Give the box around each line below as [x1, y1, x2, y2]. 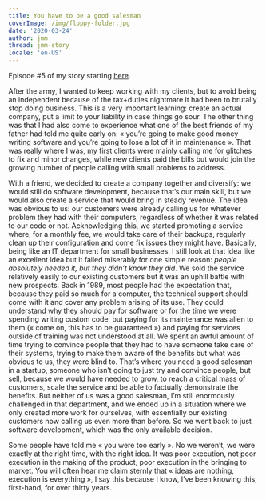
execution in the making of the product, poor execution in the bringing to [8, 458, 248, 466]
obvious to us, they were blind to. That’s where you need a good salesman [8, 357, 253, 366]
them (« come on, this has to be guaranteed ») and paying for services [8, 323, 241, 332]
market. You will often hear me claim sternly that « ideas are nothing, [8, 466, 234, 475]
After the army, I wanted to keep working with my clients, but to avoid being [8, 86, 257, 96]
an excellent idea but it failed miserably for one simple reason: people [8, 255, 237, 264]
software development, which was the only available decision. [8, 425, 213, 434]
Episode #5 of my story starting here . [8, 71, 131, 80]
